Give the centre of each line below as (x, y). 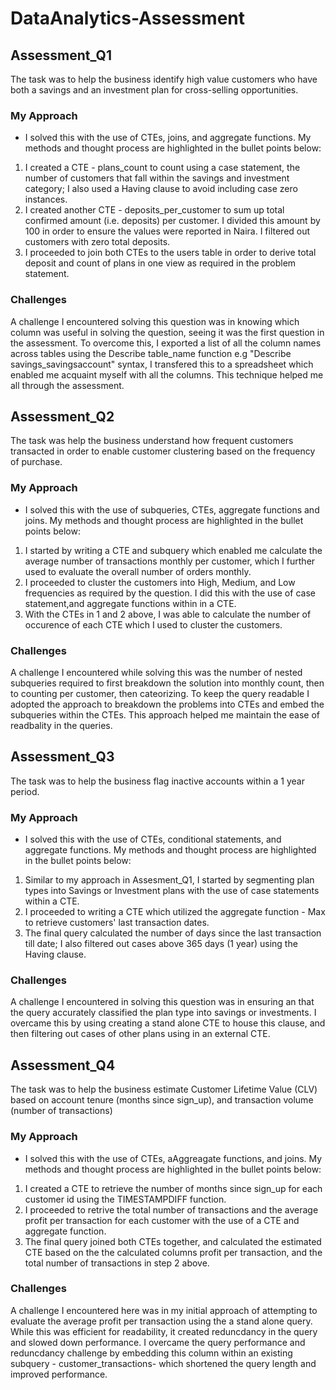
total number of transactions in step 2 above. (117, 1263)
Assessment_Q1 (61, 55)
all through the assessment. (67, 385)
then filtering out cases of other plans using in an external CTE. (140, 1034)
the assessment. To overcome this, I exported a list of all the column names (166, 343)
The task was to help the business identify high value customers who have (164, 79)
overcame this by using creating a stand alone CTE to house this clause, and (168, 1023)
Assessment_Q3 (62, 757)
